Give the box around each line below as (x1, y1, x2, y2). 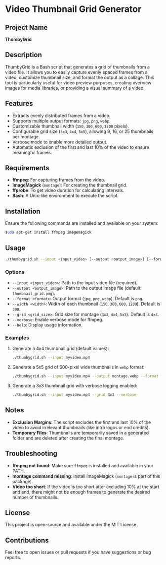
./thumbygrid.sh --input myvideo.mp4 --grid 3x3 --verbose (12, 392, 137, 397)
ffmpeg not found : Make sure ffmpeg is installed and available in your (12, 462, 154, 468)
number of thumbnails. (12, 494, 59, 500)
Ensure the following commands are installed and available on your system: (5, 220, 159, 226)
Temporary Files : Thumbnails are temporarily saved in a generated (12, 430, 149, 436)
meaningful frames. (12, 149, 52, 155)
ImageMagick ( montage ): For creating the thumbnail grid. (12, 182, 127, 188)
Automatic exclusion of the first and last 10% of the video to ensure (12, 144, 149, 150)
